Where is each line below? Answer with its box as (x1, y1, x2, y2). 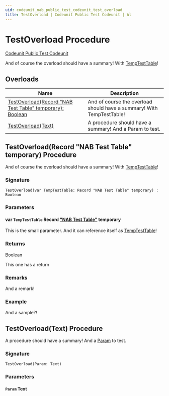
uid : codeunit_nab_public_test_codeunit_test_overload (5, 7, 123, 13)
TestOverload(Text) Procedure (5, 324, 103, 333)
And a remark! (5, 286, 35, 292)
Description (110, 90, 139, 97)
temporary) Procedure (5, 150, 77, 159)
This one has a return (5, 261, 49, 267)
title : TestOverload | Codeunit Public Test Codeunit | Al (5, 12, 132, 17)
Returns (5, 240, 25, 247)
